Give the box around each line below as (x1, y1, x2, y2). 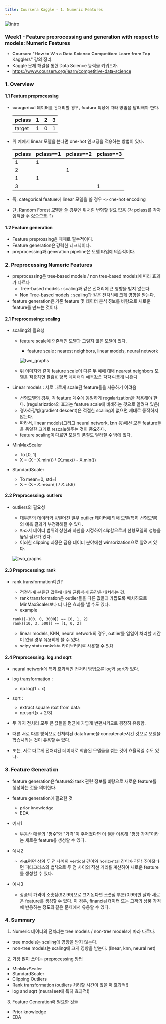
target (14, 125, 29, 132)
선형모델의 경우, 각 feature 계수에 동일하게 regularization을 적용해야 (19, 395, 153, 401)
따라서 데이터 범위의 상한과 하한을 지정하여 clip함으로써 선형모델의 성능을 (19, 527, 161, 533)
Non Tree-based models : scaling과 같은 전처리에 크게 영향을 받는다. (19, 292, 155, 298)
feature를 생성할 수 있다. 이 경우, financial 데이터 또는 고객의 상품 (25, 898, 152, 904)
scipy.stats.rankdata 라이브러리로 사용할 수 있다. (19, 643, 115, 649)
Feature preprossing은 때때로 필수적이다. (12, 236, 94, 242)
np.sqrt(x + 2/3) (19, 710, 53, 716)
